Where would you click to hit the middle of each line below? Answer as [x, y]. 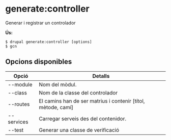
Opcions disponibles [39, 62]
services [18, 122]
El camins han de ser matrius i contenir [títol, [92, 101]
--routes [19, 104]
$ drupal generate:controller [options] [49, 42]
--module [20, 84]
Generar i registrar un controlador [40, 23]
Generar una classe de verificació [79, 130]
